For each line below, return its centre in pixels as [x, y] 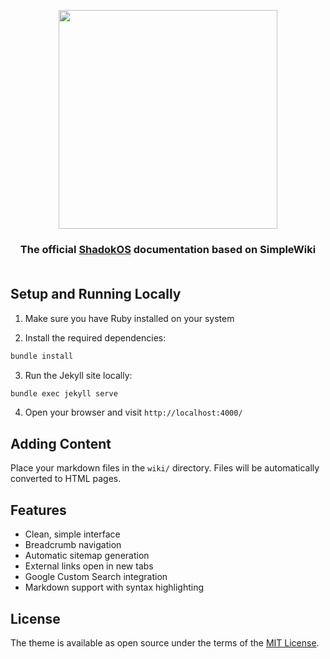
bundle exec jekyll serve [64, 393]
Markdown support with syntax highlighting [114, 587]
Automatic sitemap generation [87, 556]
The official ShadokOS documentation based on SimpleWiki [168, 249]
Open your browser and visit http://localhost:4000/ [133, 412]
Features [38, 510]
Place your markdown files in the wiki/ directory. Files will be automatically [165, 468]
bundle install [42, 356]
